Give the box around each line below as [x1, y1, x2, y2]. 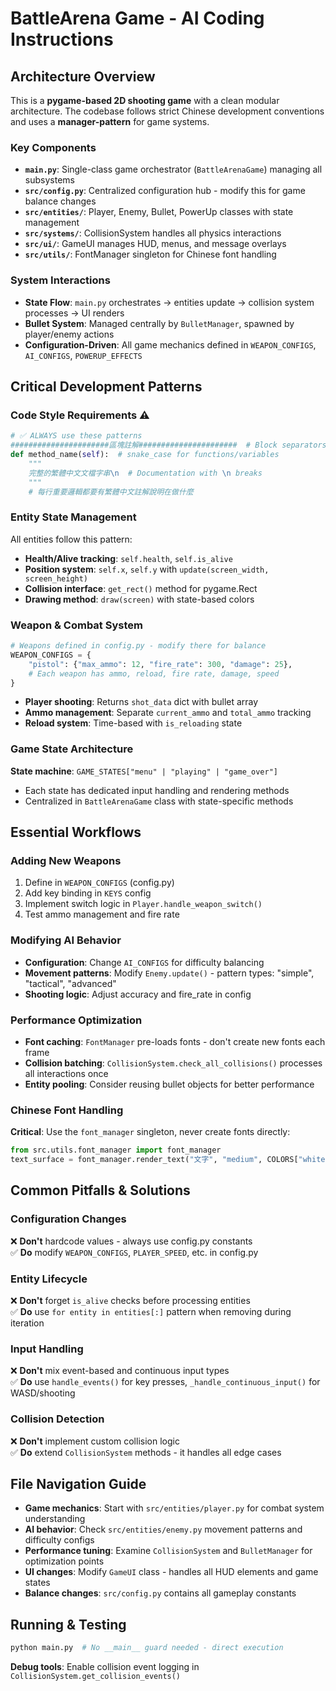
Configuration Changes [10, 1212, 127, 1226]
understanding [24, 1513, 86, 1525]
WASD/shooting [10, 1387, 76, 1399]
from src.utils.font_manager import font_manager [10, 1145, 222, 1156]
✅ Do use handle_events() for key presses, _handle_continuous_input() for [10, 1376, 321, 1388]
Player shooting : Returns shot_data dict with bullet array [24, 696, 259, 708]
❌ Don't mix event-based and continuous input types [10, 1365, 230, 1377]
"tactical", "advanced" [24, 977, 117, 989]
